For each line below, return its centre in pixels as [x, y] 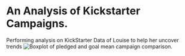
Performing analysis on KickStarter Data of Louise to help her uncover [93, 40]
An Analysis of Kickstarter [73, 11]
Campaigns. [37, 24]
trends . [89, 46]
